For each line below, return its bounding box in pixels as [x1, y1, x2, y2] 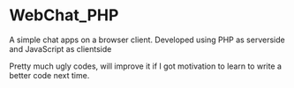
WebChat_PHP [9, 5, 119, 26]
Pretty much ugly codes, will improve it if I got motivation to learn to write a [9, 61, 283, 71]
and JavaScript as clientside [9, 43, 112, 54]
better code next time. [9, 70, 90, 80]
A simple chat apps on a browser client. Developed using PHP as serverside [9, 34, 285, 45]
